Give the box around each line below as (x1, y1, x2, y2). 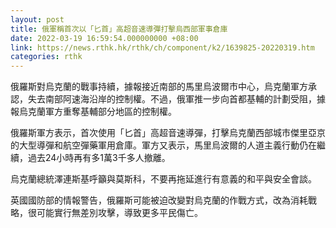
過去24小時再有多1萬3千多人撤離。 (27, 152, 171, 164)
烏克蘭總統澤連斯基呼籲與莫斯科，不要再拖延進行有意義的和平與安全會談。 (10, 173, 317, 185)
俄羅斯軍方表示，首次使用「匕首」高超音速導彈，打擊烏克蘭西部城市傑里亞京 (10, 127, 326, 139)
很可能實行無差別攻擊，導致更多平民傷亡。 (27, 207, 203, 219)
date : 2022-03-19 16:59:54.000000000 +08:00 (10, 33, 199, 43)
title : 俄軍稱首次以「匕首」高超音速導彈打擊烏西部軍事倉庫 (10, 24, 228, 34)
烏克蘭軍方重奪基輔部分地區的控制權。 (18, 106, 177, 118)
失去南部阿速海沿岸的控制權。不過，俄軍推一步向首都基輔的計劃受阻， (27, 93, 317, 105)
